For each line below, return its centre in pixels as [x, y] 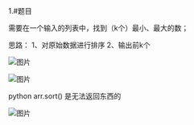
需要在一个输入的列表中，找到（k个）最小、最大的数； [99, 28]
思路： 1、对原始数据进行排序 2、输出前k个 [79, 45]
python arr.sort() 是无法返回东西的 [65, 96]
